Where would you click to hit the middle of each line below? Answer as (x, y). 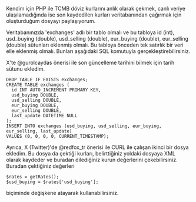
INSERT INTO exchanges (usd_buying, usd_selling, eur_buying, (84, 126)
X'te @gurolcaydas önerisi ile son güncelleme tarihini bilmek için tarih (90, 62)
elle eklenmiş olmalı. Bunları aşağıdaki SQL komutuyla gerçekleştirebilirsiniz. (98, 51)
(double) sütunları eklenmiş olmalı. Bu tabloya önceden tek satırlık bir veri (95, 45)
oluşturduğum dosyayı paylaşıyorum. (51, 21)
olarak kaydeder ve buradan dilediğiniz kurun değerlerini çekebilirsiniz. (92, 160)
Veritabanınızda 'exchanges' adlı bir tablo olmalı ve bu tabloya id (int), (90, 32)
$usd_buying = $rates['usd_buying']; (52, 182)
